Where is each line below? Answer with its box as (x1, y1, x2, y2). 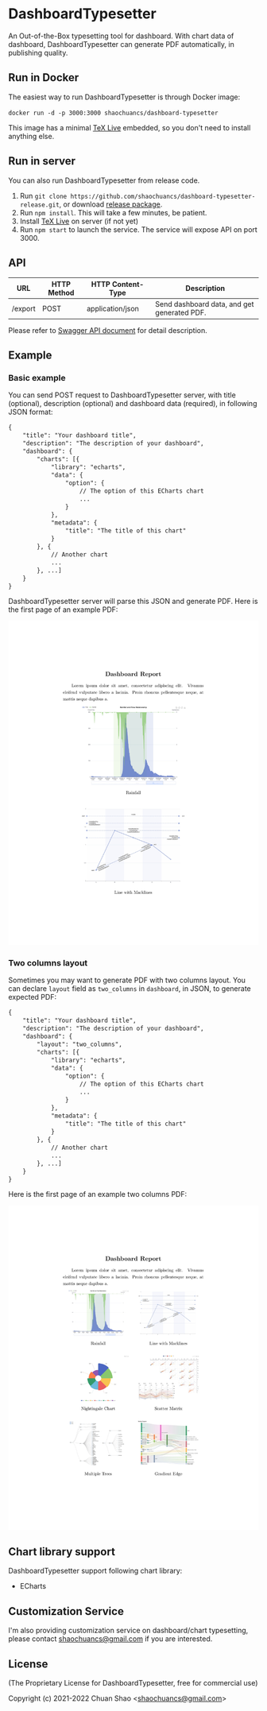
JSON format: (8, 407, 53, 417)
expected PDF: (8, 993, 57, 1002)
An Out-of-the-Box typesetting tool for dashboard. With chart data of (8, 31, 234, 41)
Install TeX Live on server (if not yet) (19, 216, 139, 226)
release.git (19, 200, 60, 209)
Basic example (8, 372, 66, 383)
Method (47, 288, 75, 297)
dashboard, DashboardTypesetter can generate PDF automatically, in (8, 39, 234, 48)
